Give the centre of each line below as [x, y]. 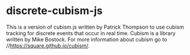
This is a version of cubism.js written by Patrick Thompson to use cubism [95, 27]
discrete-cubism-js [55, 11]
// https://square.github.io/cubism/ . [48, 46]
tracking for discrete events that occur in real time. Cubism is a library [91, 33]
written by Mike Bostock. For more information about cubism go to [87, 39]
